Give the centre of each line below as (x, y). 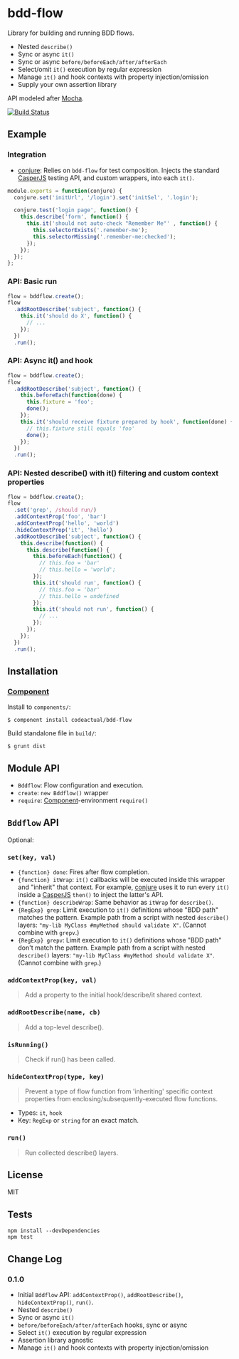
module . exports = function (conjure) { (65, 191)
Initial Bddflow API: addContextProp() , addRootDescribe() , (100, 1294)
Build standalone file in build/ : (52, 733)
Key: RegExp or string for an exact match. (78, 1121)
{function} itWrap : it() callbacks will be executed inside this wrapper (121, 880)
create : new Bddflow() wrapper (63, 793)
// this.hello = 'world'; (77, 570)
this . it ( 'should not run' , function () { (94, 609)
